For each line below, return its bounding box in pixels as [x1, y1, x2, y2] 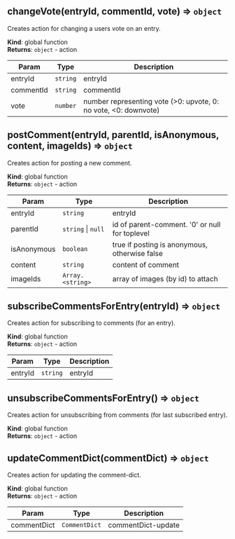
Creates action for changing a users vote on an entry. [7, 24, 161, 32]
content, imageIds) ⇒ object [7, 140, 133, 152]
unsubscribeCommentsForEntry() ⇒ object [7, 392, 199, 404]
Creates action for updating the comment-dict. [7, 471, 141, 479]
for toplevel [112, 228, 150, 238]
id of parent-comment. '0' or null [112, 219, 221, 229]
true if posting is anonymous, [112, 240, 208, 250]
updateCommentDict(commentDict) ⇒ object [7, 452, 209, 464]
